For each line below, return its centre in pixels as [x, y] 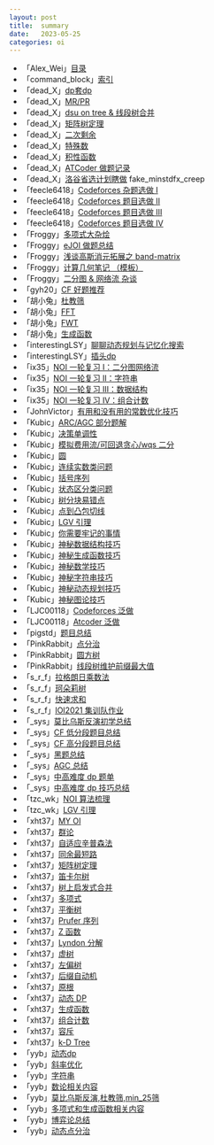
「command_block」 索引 [68, 80]
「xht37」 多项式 [52, 899]
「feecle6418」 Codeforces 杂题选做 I [90, 190]
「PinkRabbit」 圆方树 [61, 655]
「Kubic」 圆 [44, 456]
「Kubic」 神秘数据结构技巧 [71, 545]
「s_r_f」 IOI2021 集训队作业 [73, 710]
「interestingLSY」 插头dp [69, 356]
